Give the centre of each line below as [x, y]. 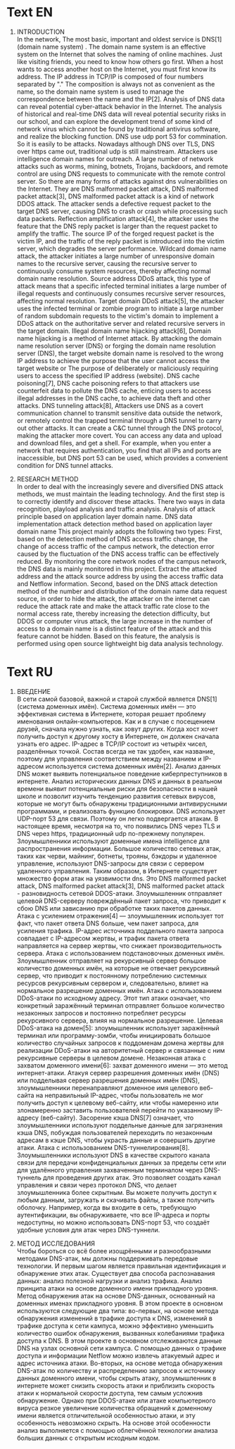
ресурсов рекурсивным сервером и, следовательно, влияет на [113, 983]
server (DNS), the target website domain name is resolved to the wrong [120, 353]
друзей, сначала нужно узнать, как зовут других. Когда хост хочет [118, 728]
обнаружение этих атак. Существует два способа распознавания [116, 1273]
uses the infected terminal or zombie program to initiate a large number [120, 308]
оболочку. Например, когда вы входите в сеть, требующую [107, 1207]
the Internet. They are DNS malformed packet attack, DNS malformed [118, 189]
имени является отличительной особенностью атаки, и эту [106, 1415]
